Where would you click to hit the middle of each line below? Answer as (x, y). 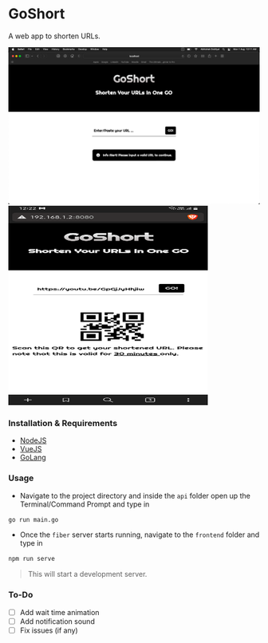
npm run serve (32, 559)
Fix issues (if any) (49, 630)
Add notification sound (57, 621)
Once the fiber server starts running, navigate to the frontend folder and (140, 535)
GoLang (33, 458)
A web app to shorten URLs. (55, 36)
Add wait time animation (59, 612)
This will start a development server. (87, 574)
